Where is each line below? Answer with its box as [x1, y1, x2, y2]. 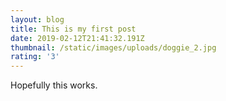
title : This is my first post [10, 24, 137, 34]
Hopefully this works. [10, 79, 98, 91]
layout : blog [10, 14, 65, 25]
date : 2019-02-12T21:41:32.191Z [10, 33, 145, 43]
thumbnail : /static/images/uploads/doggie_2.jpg [10, 42, 217, 53]
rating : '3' [10, 52, 60, 62]
